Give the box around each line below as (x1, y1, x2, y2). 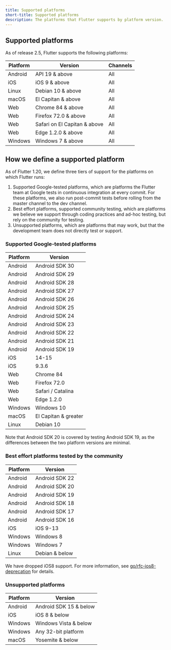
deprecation (5, 568, 31, 574)
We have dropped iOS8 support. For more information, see (5, 563, 129, 569)
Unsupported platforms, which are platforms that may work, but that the (12, 222, 165, 228)
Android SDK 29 (35, 271, 74, 278)
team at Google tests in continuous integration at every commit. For (12, 190, 155, 195)
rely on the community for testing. (12, 217, 84, 222)
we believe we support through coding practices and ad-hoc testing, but (12, 211, 166, 217)
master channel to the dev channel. (12, 200, 88, 206)
